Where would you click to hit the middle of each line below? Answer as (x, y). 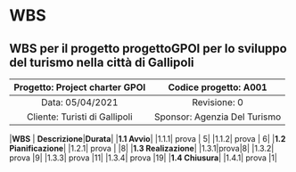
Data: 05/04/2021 (80, 102)
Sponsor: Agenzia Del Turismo (218, 117)
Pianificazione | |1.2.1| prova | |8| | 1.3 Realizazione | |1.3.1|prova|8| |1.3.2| (142, 148)
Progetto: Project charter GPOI (80, 87)
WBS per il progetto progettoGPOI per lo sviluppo (148, 49)
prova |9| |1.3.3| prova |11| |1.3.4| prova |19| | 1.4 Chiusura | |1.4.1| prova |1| (144, 158)
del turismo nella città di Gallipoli (102, 62)
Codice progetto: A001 (218, 87)
